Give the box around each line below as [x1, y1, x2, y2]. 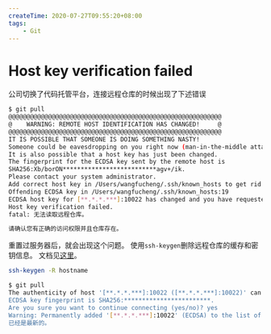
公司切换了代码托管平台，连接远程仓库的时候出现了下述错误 [8, 90, 206, 99]
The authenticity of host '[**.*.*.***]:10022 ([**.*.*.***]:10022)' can [8, 289, 262, 297]
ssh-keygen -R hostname [8, 267, 89, 275]
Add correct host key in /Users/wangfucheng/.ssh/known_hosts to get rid [8, 181, 262, 189]
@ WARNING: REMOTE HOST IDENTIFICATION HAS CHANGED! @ [8, 120, 222, 129]
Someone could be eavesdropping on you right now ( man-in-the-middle [8, 143, 248, 151]
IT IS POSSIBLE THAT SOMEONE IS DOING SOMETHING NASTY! [8, 135, 200, 144]
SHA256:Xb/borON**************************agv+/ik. [8, 165, 186, 173]
